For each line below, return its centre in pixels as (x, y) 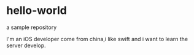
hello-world (37, 11)
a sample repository (32, 27)
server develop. (26, 45)
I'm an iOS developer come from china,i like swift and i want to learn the (97, 39)
